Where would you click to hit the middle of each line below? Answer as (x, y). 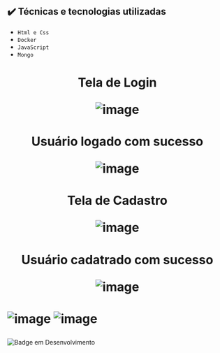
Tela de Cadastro (117, 201)
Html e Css (33, 33)
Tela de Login (117, 82)
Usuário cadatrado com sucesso (117, 260)
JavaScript (33, 48)
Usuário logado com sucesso (117, 142)
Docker (27, 40)
